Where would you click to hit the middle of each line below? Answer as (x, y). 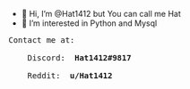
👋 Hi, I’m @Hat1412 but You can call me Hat (101, 14)
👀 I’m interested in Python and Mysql (89, 23)
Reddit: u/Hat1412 (70, 76)
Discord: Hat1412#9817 (79, 58)
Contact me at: (42, 40)
